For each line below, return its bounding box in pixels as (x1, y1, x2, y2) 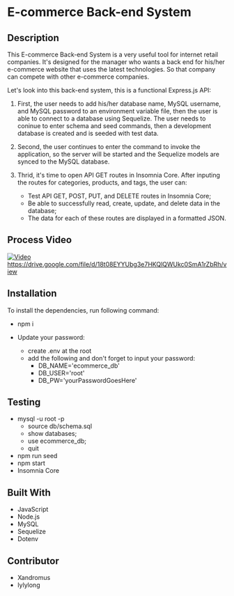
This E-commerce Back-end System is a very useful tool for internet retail (7, 50, 218, 58)
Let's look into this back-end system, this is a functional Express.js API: (7, 86, 211, 94)
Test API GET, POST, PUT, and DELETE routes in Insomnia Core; (27, 192, 212, 200)
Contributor (7, 555, 59, 567)
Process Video (7, 234, 72, 246)
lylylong (17, 581, 40, 589)
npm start (17, 459, 45, 467)
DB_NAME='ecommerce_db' (38, 361, 120, 370)
